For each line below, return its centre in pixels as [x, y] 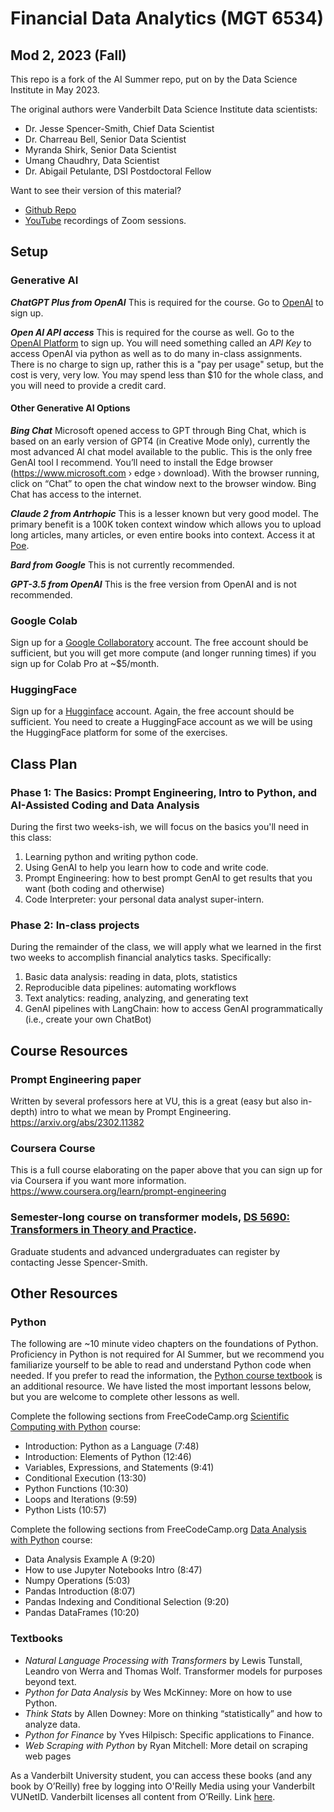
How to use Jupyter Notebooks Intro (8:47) [113, 1570]
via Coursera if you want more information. [98, 1181]
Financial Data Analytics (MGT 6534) [167, 18]
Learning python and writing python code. [111, 857]
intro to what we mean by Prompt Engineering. [135, 1112]
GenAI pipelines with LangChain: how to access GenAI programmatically [173, 1009]
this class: [31, 838]
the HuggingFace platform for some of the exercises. [119, 733]
